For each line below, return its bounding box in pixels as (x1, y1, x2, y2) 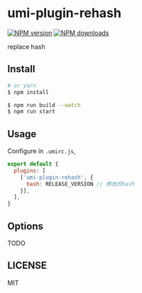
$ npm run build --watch (7, 101, 81, 108)
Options (7, 220, 44, 232)
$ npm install (7, 88, 50, 96)
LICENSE (7, 259, 48, 272)
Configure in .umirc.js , (7, 147, 76, 155)
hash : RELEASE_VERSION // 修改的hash (26, 180, 135, 187)
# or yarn (7, 82, 37, 89)
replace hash (7, 42, 45, 51)
